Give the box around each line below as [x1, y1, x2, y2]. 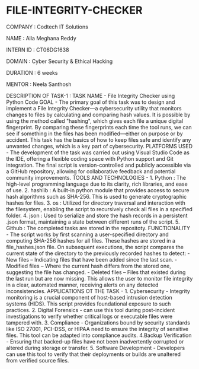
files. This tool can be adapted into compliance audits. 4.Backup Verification [6, 332, 192, 339]
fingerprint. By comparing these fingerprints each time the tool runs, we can [6, 123, 192, 131]
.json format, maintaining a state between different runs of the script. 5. [6, 218, 180, 225]
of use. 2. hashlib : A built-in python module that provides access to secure [6, 186, 190, 193]
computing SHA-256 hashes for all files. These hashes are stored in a [6, 237, 176, 244]
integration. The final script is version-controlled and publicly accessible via [6, 161, 191, 168]
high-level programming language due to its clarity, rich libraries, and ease [6, 180, 188, 187]
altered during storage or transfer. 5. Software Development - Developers [6, 344, 185, 351]
